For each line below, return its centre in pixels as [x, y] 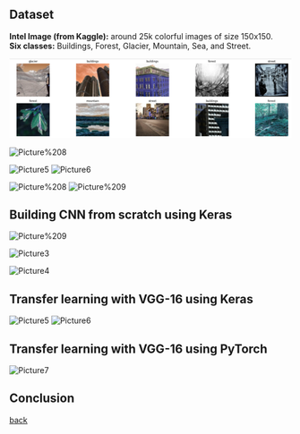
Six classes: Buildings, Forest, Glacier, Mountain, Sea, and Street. [130, 46]
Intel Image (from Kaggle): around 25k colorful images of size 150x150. [141, 36]
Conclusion [42, 399]
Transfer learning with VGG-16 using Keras [131, 299]
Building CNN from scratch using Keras [121, 214]
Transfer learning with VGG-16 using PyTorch [138, 349]
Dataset [32, 15]
